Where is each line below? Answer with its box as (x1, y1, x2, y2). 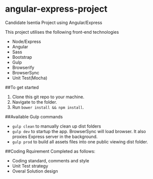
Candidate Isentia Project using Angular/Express (5, 20, 103, 25)
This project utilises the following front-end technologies (5, 29, 119, 35)
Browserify (12, 65, 34, 70)
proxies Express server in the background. (12, 134, 98, 139)
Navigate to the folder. (12, 99, 57, 105)
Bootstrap (12, 54, 32, 60)
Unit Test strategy (12, 163, 48, 169)
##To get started (5, 84, 39, 90)
